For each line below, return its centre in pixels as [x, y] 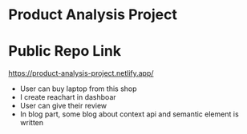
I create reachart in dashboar [68, 97]
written [32, 123]
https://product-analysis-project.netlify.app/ [81, 73]
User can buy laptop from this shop [79, 89]
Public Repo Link [65, 51]
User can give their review [63, 106]
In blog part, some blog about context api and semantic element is [129, 114]
